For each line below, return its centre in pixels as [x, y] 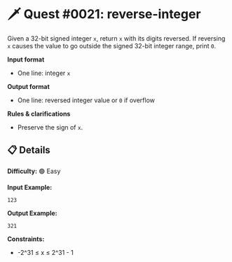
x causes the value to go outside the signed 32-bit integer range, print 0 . [112, 46]
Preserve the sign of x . [50, 127]
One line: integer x [44, 73]
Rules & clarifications [39, 113]
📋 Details [29, 150]
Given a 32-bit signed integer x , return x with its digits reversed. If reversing [116, 38]
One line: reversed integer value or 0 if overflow [86, 100]
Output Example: [32, 213]
